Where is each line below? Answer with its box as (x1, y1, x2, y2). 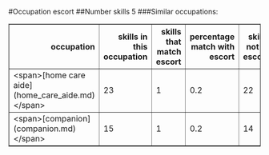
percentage (189, 31, 235, 42)
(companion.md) (13, 123, 76, 134)
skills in (118, 31, 148, 42)
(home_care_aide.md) (13, 89, 95, 101)
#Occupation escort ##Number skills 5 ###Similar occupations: (8, 7, 219, 16)
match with (191, 42, 235, 52)
